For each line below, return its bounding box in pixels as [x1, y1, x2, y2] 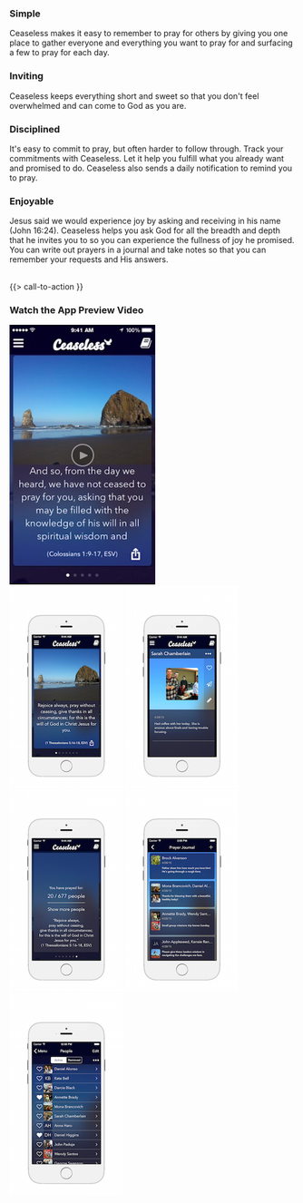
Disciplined [9, 122, 61, 135]
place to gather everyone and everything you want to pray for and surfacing [9, 37, 293, 48]
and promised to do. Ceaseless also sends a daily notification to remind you [9, 162, 293, 173]
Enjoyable [9, 194, 54, 207]
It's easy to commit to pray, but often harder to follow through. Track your [9, 143, 284, 154]
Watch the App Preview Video [9, 304, 144, 317]
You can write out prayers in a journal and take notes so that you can [9, 244, 267, 256]
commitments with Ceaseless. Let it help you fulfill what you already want [9, 152, 284, 163]
